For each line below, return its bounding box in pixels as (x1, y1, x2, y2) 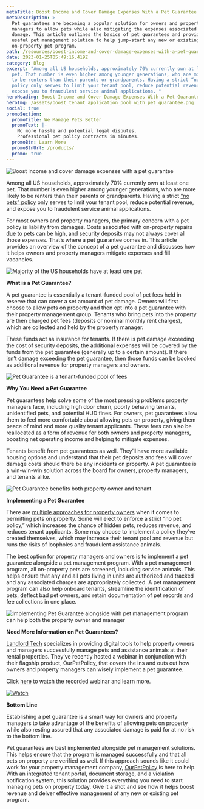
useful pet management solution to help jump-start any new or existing (12, 37, 200, 43)
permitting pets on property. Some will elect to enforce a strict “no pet (6, 515, 182, 522)
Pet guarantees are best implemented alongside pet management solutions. (6, 744, 195, 751)
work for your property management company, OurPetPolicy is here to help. (6, 763, 196, 771)
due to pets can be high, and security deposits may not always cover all (6, 230, 186, 237)
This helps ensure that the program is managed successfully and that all (6, 751, 187, 758)
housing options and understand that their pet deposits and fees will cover (6, 453, 192, 461)
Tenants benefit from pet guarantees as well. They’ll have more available (6, 447, 188, 454)
